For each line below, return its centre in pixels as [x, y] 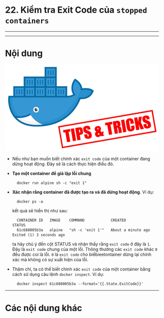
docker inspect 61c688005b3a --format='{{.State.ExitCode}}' [80, 284]
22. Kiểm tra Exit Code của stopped [76, 10]
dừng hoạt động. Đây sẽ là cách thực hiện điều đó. [63, 164]
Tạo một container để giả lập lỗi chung [52, 174]
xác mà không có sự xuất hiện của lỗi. [50, 260]
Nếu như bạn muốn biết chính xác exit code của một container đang [81, 159]
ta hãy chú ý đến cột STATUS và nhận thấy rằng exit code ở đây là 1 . [82, 244]
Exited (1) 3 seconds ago [38, 235]
